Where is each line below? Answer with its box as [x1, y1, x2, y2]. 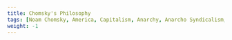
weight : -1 [7, 22, 39, 29]
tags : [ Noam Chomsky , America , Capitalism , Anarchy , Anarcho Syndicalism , [7, 16, 227, 23]
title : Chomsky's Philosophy [7, 9, 91, 17]
